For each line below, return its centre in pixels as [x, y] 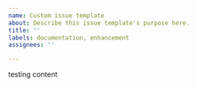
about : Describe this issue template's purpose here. [99, 23]
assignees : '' [32, 45]
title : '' [25, 30]
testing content [33, 74]
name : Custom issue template [56, 15]
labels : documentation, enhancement [69, 38]
